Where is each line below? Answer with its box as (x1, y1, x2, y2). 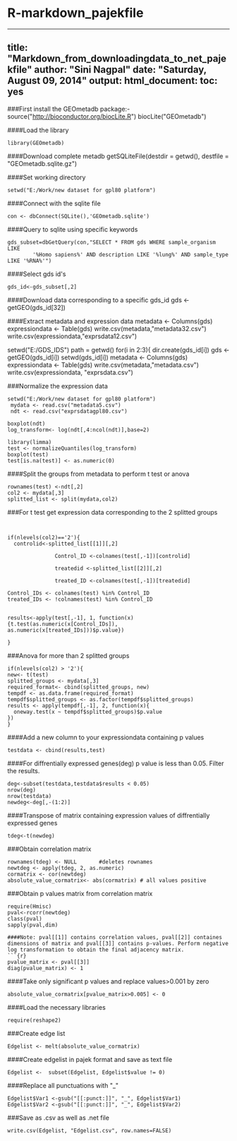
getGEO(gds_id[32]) (7, 303, 66, 311)
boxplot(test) (7, 450, 49, 458)
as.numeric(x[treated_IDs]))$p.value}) (7, 626, 125, 633)
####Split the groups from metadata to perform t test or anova (7, 470, 190, 478)
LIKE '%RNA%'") (7, 257, 52, 264)
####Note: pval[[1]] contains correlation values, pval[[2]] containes (7, 933, 222, 940)
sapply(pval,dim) (7, 921, 59, 928)
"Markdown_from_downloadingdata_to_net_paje (7, 53, 227, 65)
